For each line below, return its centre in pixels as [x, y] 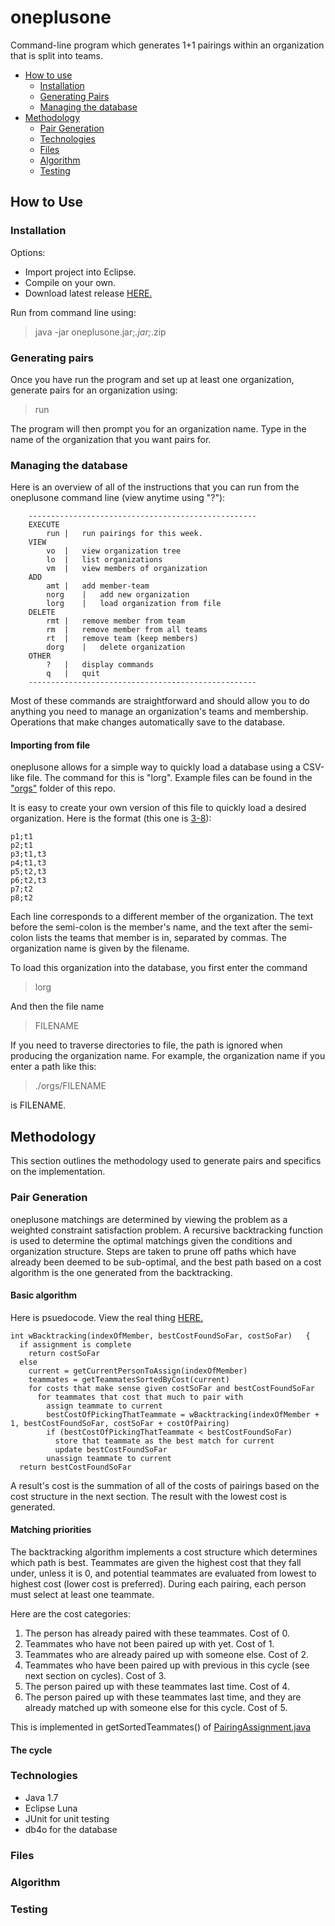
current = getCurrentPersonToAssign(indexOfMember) [138, 1371]
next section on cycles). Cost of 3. [95, 1675]
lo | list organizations [104, 560]
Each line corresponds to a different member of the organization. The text [162, 917]
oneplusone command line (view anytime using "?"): [118, 498]
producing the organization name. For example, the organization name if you [168, 1056]
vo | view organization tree [114, 551]
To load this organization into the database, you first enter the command [159, 968]
